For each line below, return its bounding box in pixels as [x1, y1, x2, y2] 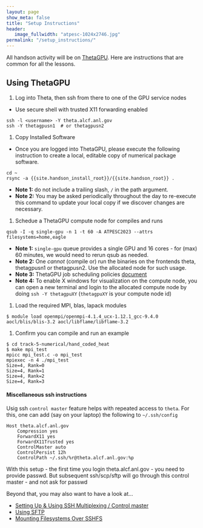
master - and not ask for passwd [6, 478, 88, 486]
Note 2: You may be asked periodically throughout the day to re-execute [15, 192, 196, 199]
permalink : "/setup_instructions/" [6, 37, 96, 43]
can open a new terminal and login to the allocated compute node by [15, 283, 187, 290]
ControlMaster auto [17, 444, 67, 450]
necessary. [15, 205, 43, 213]
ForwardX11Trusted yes [17, 439, 75, 445]
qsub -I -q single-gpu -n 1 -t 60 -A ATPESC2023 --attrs [6, 228, 153, 235]
